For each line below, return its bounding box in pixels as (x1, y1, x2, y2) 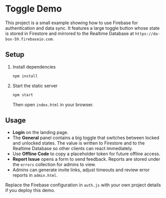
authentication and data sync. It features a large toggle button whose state (5, 25, 160, 31)
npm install (12, 74, 38, 79)
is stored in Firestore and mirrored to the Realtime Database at (5, 30, 134, 36)
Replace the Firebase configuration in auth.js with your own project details (5, 182, 161, 188)
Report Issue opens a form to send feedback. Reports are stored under (12, 156, 160, 162)
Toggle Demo (5, 3, 62, 15)
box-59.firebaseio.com (5, 36, 53, 42)
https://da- (135, 31, 160, 36)
